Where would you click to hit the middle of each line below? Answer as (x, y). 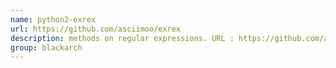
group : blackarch (46, 47)
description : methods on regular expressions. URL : (122, 38)
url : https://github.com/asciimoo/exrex (96, 29)
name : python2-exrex (53, 19)
